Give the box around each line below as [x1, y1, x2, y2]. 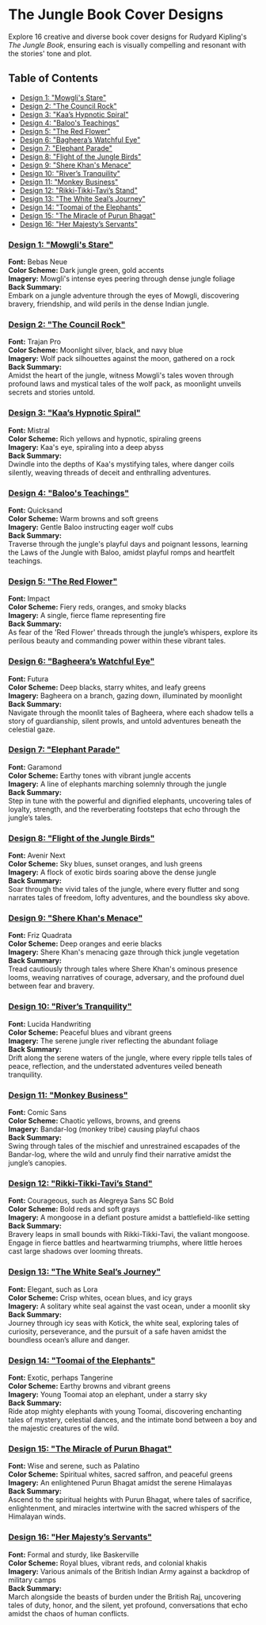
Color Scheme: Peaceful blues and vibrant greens [8, 1028, 173, 1037]
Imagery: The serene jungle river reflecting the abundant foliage [8, 1035, 218, 1045]
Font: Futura [8, 674, 49, 683]
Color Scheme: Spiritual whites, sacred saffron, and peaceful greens [8, 1469, 234, 1479]
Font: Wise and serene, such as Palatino [8, 1462, 140, 1471]
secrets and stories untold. [8, 387, 96, 398]
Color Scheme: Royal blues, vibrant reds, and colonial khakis [8, 1558, 207, 1568]
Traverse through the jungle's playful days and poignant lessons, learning [8, 539, 248, 548]
